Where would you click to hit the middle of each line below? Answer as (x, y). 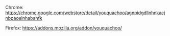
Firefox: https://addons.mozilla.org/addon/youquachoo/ (64, 28)
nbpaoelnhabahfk (24, 18)
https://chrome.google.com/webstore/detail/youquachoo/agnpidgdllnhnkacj (85, 13)
